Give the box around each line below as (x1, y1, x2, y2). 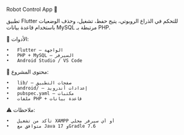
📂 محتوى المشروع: (6, 68, 49, 75)
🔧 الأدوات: (6, 36, 29, 42)
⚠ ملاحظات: (6, 106, 35, 113)
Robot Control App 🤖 (6, 6, 57, 13)
